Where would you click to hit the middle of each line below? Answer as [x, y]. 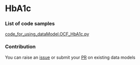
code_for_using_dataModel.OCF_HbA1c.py [47, 34]
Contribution [20, 47]
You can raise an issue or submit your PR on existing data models [70, 57]
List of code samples [30, 24]
